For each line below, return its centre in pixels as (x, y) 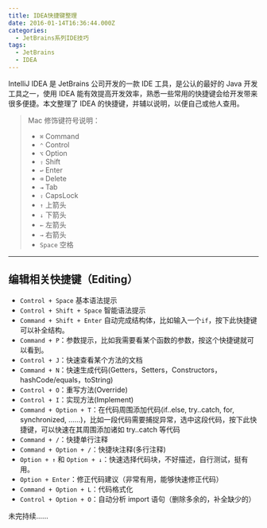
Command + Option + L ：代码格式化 (76, 489)
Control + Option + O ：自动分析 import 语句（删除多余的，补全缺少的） (137, 499)
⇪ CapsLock (59, 195)
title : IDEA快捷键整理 (43, 16)
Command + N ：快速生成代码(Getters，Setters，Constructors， (121, 370)
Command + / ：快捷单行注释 (64, 439)
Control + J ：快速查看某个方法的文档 (81, 359)
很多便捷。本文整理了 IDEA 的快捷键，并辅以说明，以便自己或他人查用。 (126, 103)
